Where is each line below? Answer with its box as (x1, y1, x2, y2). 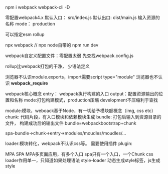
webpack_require (11, 80, 49, 86)
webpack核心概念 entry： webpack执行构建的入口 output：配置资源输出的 (5, 91, 159, 96)
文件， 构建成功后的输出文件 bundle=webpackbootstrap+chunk (5, 120, 136, 126)
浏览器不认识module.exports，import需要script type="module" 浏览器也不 (5, 74, 158, 79)
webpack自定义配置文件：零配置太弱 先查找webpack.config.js (5, 52, 134, 58)
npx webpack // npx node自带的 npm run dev (5, 42, 99, 48)
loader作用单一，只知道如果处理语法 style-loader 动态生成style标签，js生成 (5, 157, 160, 163)
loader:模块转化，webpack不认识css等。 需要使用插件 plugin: (5, 140, 133, 146)
